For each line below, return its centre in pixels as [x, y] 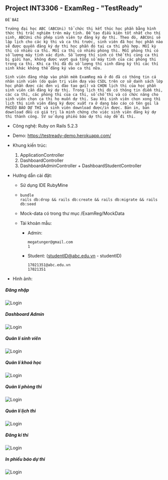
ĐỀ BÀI [12, 20]
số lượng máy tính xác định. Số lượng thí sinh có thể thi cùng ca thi [82, 55]
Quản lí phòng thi [23, 387]
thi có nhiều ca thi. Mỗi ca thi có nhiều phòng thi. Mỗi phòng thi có [82, 50]
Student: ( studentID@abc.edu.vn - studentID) [74, 256]
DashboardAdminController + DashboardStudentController [81, 166]
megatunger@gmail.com [50, 242]
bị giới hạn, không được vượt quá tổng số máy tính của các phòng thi [81, 59]
